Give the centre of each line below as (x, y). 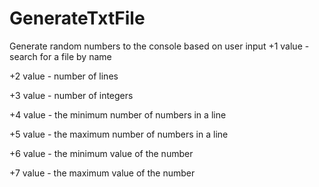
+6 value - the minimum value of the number (101, 153)
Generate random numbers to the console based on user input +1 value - (159, 46)
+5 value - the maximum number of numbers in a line (119, 134)
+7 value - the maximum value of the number (102, 173)
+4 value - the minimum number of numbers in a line (118, 114)
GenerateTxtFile (77, 18)
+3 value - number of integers (71, 95)
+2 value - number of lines (64, 76)
